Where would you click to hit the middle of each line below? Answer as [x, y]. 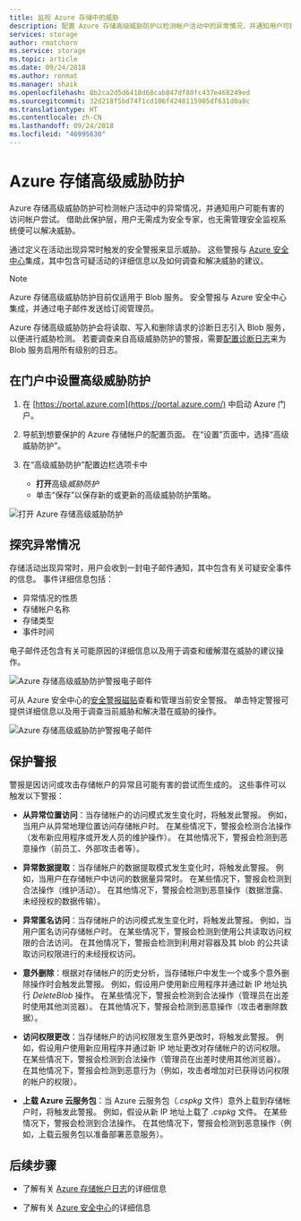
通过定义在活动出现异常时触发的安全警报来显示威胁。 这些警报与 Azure [140, 249]
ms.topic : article [43, 59]
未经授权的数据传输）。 [64, 901]
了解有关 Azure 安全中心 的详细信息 [86, 1208]
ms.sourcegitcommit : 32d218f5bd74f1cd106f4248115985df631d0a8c [130, 101]
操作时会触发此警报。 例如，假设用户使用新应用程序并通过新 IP [146, 984]
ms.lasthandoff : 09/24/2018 [62, 126]
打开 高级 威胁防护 [67, 483]
